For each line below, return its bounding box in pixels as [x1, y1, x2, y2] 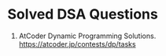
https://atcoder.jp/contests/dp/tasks [18, 39, 136, 48]
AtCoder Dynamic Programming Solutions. [18, 31, 157, 40]
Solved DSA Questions [7, 5, 158, 23]
